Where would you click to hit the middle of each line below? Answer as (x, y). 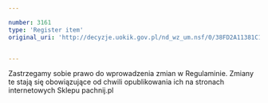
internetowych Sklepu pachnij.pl (61, 90)
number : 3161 (30, 22)
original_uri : (32, 37)
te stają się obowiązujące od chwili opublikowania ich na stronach (116, 82)
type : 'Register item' (46, 30)
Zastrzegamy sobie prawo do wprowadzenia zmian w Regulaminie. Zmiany (131, 74)
